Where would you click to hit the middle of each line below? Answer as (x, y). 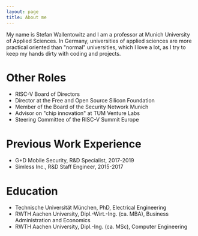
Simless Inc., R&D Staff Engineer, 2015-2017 (69, 167)
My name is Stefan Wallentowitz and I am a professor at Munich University (98, 34)
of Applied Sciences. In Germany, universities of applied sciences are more (99, 41)
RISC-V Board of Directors (47, 94)
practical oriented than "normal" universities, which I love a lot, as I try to (96, 47)
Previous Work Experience (74, 144)
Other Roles (36, 78)
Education (32, 191)
